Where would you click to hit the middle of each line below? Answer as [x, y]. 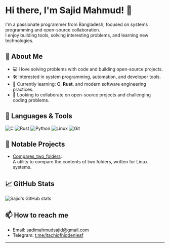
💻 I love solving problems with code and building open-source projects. [88, 69]
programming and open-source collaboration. [53, 29]
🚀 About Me [24, 57]
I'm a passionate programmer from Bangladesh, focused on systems [77, 24]
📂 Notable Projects [35, 144]
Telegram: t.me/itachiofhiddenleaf [48, 235]
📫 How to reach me [37, 215]
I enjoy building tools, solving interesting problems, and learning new [77, 35]
